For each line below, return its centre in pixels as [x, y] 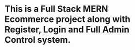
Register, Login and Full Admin [67, 30]
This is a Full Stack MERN [56, 9]
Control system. [38, 40]
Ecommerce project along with [67, 19]
